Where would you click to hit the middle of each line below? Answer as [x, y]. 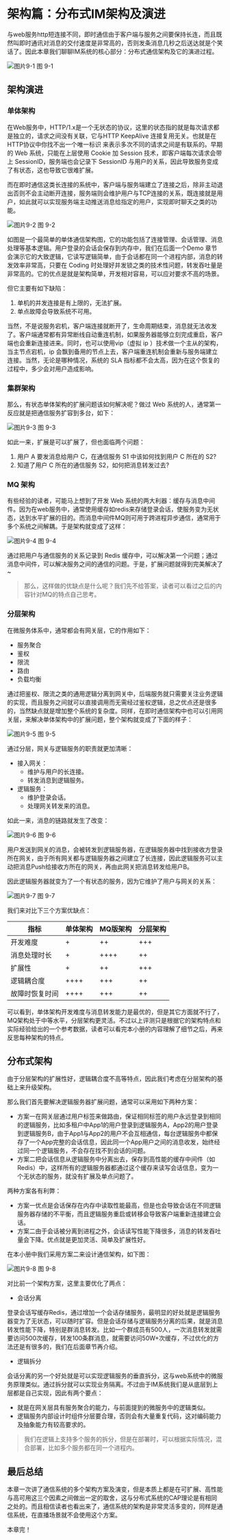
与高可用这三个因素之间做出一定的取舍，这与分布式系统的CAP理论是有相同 [112, 1498]
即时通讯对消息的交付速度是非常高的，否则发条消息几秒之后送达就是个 [118, 42]
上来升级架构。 [34, 1087]
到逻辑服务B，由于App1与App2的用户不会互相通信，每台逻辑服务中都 [114, 1134]
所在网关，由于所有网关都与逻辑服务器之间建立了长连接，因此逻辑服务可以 [112, 858]
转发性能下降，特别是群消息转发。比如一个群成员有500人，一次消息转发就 [112, 1330]
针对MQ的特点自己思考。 [65, 595]
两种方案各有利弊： [34, 1191]
